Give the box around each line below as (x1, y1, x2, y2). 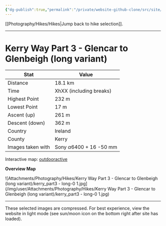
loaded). (5, 216, 22, 222)
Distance (7, 79, 29, 86)
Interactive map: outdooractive (5, 156, 68, 162)
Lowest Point (7, 103, 38, 110)
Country (7, 127, 27, 134)
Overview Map (5, 166, 36, 172)
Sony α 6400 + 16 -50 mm (54, 144, 118, 151)
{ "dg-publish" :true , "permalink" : (5, 7, 74, 12)
